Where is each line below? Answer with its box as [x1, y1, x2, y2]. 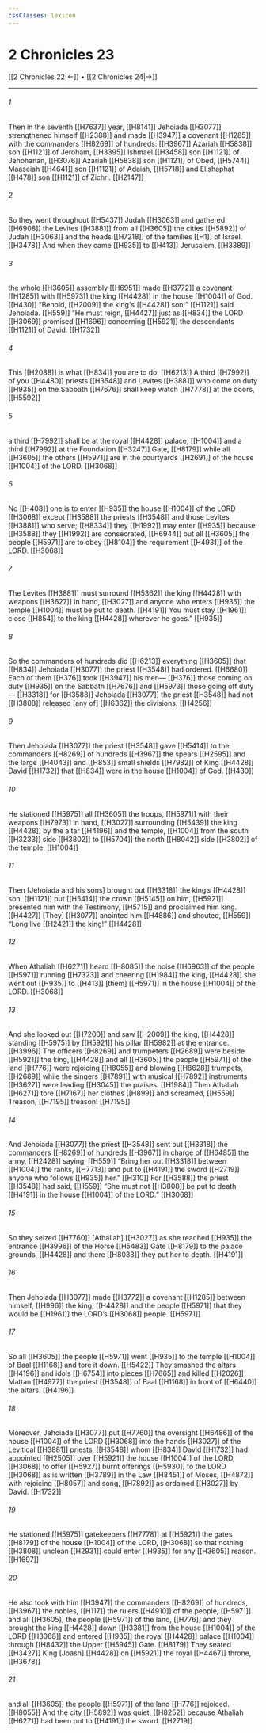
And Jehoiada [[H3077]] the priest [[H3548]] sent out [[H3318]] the [8, 1140, 228, 1149]
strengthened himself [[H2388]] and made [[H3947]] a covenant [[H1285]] [8, 130, 252, 139]
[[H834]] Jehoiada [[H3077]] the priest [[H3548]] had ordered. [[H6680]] [8, 665, 248, 674]
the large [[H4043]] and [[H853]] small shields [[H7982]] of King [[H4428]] [8, 758, 254, 767]
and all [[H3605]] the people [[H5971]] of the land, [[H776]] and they [8, 1614, 232, 1624]
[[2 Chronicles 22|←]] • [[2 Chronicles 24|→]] [8, 72, 158, 82]
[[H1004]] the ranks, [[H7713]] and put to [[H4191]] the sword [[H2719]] [8, 1165, 240, 1175]
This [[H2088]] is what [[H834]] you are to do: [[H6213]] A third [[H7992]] [8, 368, 249, 377]
